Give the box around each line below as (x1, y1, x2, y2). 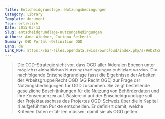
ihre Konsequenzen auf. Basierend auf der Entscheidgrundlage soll (17, 93, 152, 98)
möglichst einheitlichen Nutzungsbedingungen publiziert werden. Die (17, 67, 157, 72)
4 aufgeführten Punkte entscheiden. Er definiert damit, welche (17, 103, 143, 109)
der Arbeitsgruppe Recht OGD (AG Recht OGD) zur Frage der (17, 77, 141, 83)
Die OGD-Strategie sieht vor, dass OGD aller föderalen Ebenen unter (17, 62, 155, 68)
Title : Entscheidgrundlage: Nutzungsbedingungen (5, 7, 107, 12)
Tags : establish (5, 21, 38, 26)
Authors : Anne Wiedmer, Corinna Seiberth (5, 35, 91, 40)
